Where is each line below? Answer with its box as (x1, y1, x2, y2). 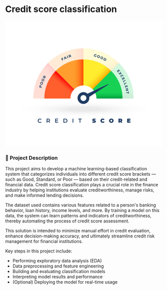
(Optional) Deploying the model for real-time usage (12, 279, 118, 285)
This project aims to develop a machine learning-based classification (5, 166, 147, 172)
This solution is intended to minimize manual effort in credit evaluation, (5, 228, 151, 234)
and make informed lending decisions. (5, 192, 84, 198)
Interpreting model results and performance (12, 274, 103, 280)
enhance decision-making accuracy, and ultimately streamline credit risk (5, 233, 155, 239)
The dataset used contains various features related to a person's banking (5, 202, 156, 208)
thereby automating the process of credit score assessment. (5, 218, 130, 224)
